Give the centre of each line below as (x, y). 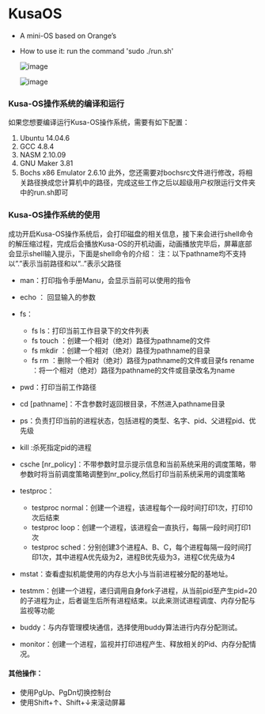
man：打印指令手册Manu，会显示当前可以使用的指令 (105, 280)
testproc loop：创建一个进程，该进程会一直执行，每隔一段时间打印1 (141, 527)
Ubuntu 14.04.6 (44, 138)
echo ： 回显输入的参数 (58, 297)
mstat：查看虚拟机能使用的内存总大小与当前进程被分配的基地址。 (126, 573)
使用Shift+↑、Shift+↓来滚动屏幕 (72, 702)
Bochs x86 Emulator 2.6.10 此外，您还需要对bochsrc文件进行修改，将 (132, 173)
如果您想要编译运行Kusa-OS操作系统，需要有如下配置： (99, 123)
